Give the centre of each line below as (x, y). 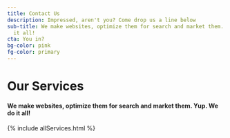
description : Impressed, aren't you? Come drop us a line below (102, 20)
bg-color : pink (29, 46)
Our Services (46, 86)
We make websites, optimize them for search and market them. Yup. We (113, 106)
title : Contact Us (33, 13)
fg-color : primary (33, 52)
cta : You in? (26, 39)
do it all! (19, 113)
